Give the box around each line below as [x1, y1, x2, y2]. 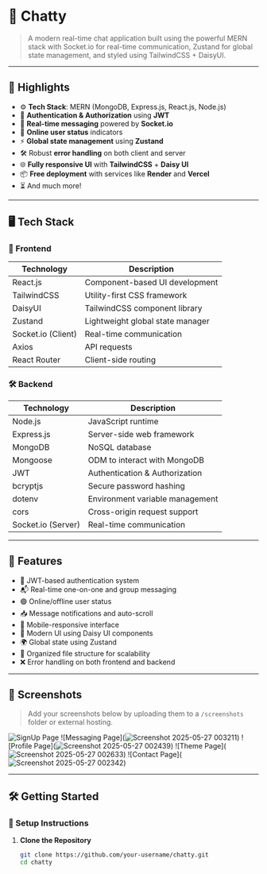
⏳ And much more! [19, 180, 82, 190]
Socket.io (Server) [12, 519, 81, 530]
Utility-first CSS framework [84, 290, 188, 301]
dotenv [12, 493, 39, 504]
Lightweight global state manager [84, 315, 210, 327]
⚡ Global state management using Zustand [19, 136, 164, 145]
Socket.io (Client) [12, 329, 77, 340]
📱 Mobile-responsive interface [19, 620, 119, 629]
